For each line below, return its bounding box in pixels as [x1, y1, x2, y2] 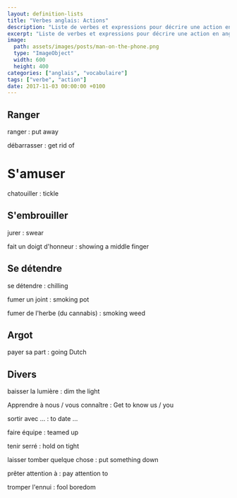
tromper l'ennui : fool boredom [7, 483, 97, 492]
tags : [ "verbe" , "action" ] [7, 76, 87, 83]
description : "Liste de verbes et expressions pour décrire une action [7, 23, 222, 30]
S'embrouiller [7, 210, 68, 222]
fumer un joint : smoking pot [7, 295, 90, 304]
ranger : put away [7, 128, 59, 136]
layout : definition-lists [7, 10, 83, 18]
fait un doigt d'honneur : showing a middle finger [7, 242, 150, 251]
